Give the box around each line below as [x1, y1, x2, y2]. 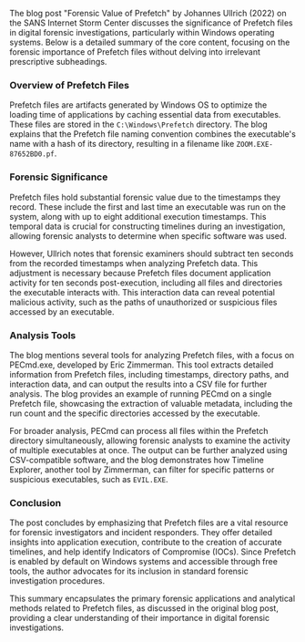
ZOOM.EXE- [236, 140, 274, 150]
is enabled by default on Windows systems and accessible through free [9, 556, 278, 567]
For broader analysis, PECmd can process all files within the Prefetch [9, 425, 269, 436]
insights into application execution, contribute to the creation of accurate [9, 537, 282, 548]
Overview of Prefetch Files [9, 78, 130, 91]
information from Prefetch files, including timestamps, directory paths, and [9, 368, 290, 379]
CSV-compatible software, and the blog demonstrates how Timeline [9, 454, 264, 465]
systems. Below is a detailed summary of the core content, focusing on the [9, 36, 290, 47]
